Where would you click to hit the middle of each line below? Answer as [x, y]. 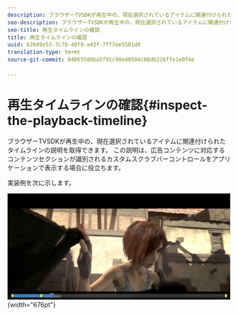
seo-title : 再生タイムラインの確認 [54, 30]
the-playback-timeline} [78, 121]
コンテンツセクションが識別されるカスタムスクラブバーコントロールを [110, 158]
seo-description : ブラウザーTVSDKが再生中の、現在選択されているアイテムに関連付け [118, 22]
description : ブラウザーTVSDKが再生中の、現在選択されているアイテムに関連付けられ [117, 15]
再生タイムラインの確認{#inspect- [107, 105]
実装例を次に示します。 [41, 182]
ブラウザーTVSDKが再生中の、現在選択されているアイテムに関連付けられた [117, 141]
